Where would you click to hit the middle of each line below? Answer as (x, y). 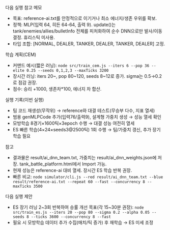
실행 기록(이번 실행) (25, 100)
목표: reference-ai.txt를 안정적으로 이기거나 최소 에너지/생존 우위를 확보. (85, 18)
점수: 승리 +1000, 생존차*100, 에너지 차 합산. (57, 89)
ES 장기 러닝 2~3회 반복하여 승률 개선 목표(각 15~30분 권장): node (78, 207)
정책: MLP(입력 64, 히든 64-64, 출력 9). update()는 (64, 25)
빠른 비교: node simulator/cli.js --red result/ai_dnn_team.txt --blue (88, 177)
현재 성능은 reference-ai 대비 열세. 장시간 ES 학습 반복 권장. (72, 170)
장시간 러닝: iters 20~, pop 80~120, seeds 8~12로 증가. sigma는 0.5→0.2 (87, 76)
